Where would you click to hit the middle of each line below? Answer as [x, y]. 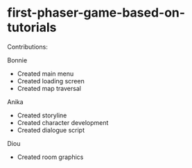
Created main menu [45, 74]
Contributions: [28, 47]
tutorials [32, 27]
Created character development [63, 122]
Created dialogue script [51, 130]
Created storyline [42, 115]
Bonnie [17, 60]
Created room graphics [50, 157]
